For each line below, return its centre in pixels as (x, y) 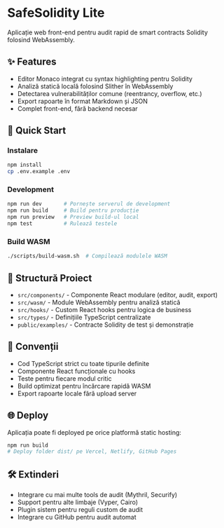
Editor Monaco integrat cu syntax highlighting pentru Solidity (105, 79)
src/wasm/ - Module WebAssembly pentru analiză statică (99, 302)
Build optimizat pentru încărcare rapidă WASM (84, 386)
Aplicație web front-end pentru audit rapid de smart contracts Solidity (108, 32)
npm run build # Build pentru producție (73, 211)
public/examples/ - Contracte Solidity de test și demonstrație (105, 325)
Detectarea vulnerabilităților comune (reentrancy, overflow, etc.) (110, 93)
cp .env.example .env (39, 172)
